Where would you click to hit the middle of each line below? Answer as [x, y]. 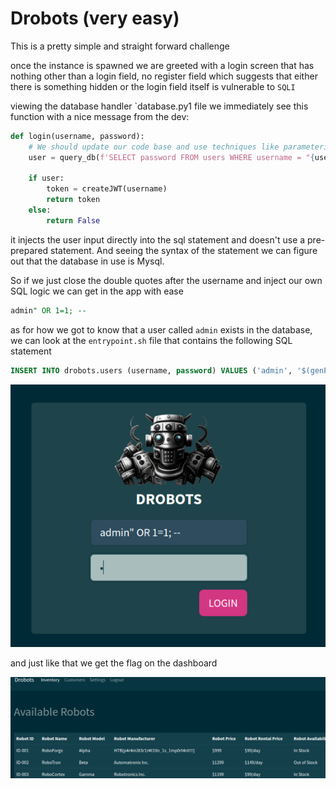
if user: [46, 178]
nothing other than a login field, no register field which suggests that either [164, 76]
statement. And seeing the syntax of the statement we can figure [184, 250]
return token [73, 200]
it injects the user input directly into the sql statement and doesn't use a [158, 239]
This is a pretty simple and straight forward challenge [120, 46]
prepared [29, 250]
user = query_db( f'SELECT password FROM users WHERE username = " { [171, 157]
